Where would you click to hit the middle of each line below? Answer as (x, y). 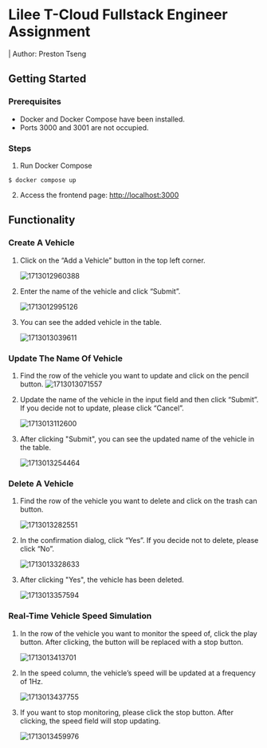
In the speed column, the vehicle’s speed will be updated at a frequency (138, 673)
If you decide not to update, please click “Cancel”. (102, 408)
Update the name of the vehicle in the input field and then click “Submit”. (139, 399)
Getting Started (47, 79)
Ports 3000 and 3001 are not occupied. (84, 127)
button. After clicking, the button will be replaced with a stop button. (132, 642)
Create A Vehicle (41, 243)
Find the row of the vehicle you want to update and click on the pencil (134, 375)
